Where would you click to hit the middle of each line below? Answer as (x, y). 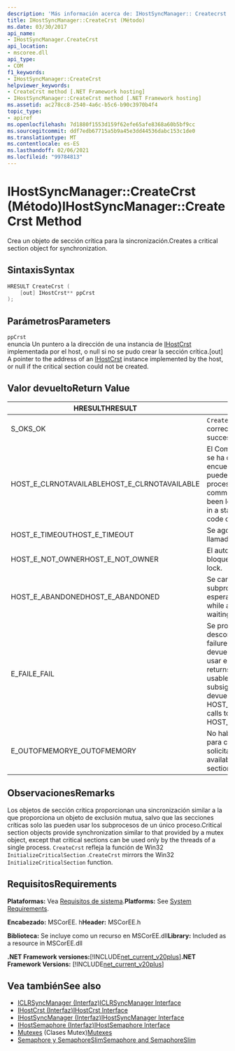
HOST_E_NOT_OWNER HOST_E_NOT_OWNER (85, 559)
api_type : (22, 60)
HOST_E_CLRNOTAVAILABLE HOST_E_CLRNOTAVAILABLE (106, 484)
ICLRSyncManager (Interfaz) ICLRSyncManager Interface (99, 1003)
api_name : (22, 33)
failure (217, 643)
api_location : (28, 46)
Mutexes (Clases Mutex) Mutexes (65, 1033)
